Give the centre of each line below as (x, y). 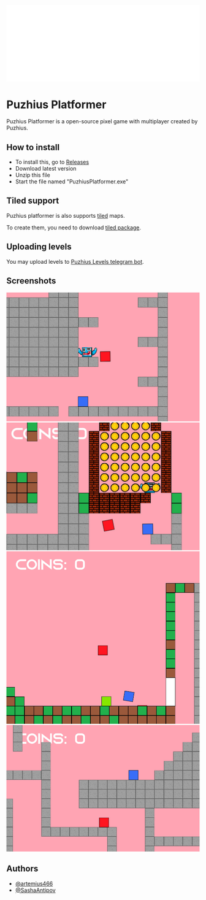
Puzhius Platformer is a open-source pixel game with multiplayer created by (102, 121)
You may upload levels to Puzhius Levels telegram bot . (75, 261)
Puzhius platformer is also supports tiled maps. (66, 215)
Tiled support (33, 201)
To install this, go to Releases (52, 162)
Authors (22, 869)
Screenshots (31, 281)
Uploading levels (39, 247)
